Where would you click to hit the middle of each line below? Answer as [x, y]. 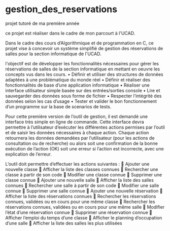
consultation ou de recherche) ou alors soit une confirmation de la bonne [82, 143]
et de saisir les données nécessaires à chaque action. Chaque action [77, 132]
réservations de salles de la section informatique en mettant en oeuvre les [83, 69]
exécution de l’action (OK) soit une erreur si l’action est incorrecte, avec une [84, 148]
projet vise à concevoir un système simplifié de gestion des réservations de [84, 48]
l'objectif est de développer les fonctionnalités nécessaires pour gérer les [82, 63]
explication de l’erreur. [28, 154]
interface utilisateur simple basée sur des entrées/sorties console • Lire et [83, 90]
